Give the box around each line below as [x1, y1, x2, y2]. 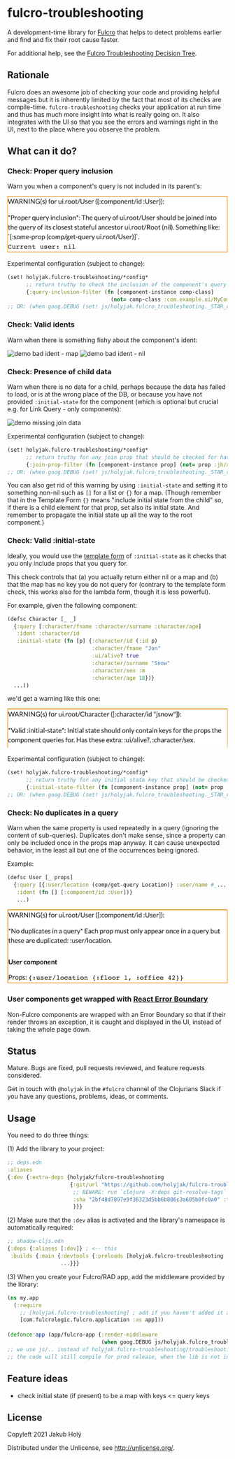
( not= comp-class [111, 296, 161, 303]
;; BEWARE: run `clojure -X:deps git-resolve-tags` [73, 1188, 227, 1195]
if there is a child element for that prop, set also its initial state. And [7, 504, 200, 512]
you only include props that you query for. [7, 559, 128, 567]
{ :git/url [69, 1181, 99, 1188]
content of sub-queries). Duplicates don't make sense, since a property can [7, 831, 226, 840]
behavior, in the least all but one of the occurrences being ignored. [7, 846, 199, 855]
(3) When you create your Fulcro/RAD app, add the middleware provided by [7, 1272, 225, 1281]
